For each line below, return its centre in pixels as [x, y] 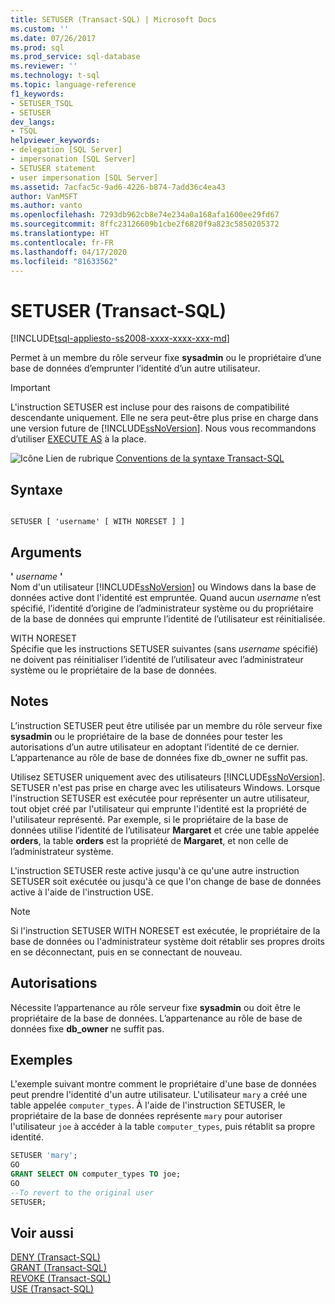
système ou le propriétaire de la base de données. [114, 670]
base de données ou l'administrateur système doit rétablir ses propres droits [168, 941]
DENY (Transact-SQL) [55, 1257]
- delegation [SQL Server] [66, 150]
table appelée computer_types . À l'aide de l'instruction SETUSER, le [148, 1105]
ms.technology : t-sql [55, 76]
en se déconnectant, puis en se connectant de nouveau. [126, 952]
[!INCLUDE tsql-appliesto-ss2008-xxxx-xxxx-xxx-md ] [120, 338]
